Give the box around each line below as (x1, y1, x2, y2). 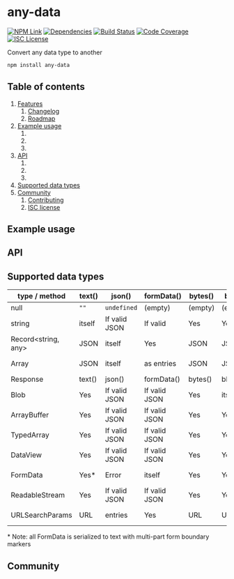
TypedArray (10, 430, 50, 440)
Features (17, 99, 43, 108)
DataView (10, 450, 42, 460)
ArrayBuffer (10, 410, 49, 420)
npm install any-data (7, 61, 70, 68)
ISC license (27, 203, 61, 211)
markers (7, 540, 31, 548)
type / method (17, 291, 66, 301)
